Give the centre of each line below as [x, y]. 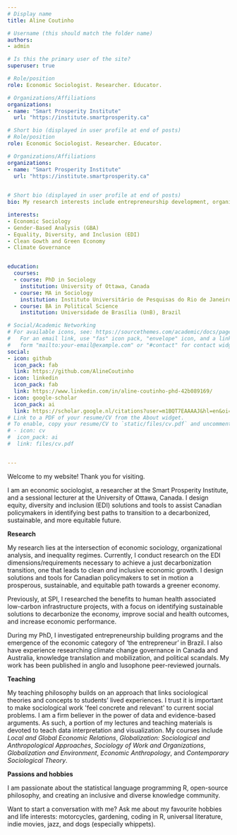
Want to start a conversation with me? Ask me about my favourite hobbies [115, 809]
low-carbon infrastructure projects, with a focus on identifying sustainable [115, 606]
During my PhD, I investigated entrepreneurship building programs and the [115, 635]
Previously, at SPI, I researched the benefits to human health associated [112, 599]
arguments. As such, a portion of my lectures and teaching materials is [110, 722]
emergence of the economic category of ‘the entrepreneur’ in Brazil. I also [115, 643]
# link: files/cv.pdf [41, 444]
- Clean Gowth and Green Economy [56, 241]
